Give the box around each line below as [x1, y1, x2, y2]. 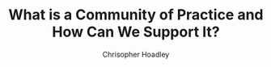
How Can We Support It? [52, 23, 220, 41]
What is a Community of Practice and [8, 6, 265, 24]
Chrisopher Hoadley [102, 49, 170, 59]
